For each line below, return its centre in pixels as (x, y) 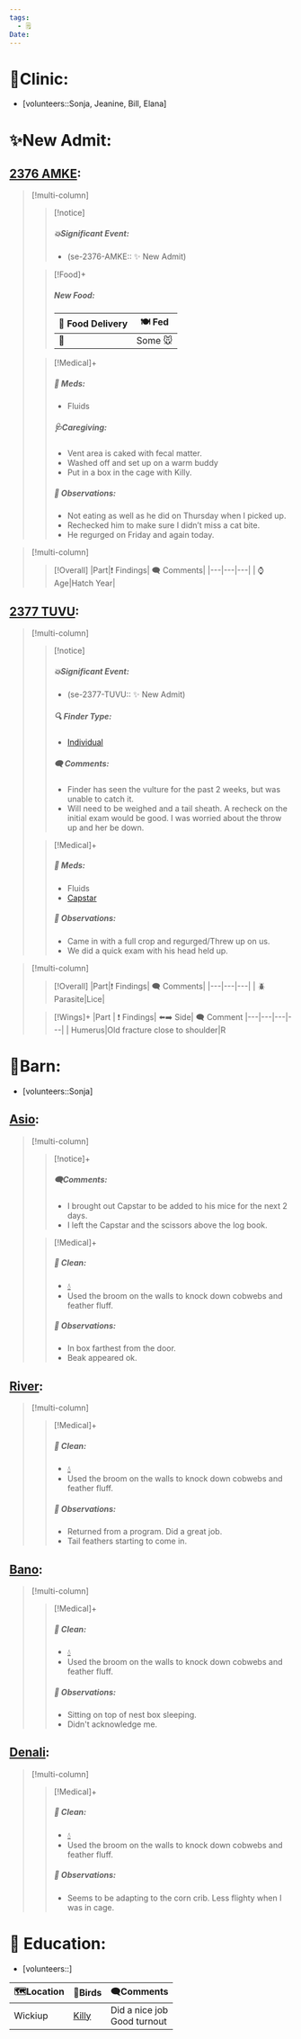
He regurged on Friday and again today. (141, 535)
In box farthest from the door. (122, 1348)
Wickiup (31, 2016)
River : (26, 1386)
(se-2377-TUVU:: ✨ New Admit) (126, 694)
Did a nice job (140, 2009)
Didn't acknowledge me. (112, 1724)
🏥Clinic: (39, 79)
